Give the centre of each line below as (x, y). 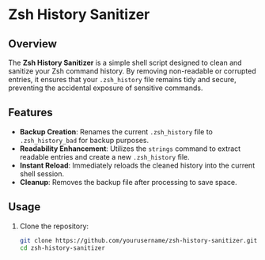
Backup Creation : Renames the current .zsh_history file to (116, 131)
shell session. (42, 173)
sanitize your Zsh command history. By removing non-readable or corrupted (132, 71)
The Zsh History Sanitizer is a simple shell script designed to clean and (125, 62)
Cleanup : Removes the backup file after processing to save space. (128, 182)
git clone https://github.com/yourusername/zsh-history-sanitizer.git (138, 240)
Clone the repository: (54, 226)
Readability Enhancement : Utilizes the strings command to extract (130, 149)
